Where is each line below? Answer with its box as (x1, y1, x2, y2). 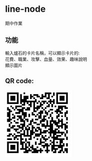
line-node (5, 3, 46, 15)
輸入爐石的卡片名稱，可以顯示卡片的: (5, 50, 80, 56)
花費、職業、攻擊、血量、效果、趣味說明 (5, 56, 87, 62)
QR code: (5, 77, 34, 85)
